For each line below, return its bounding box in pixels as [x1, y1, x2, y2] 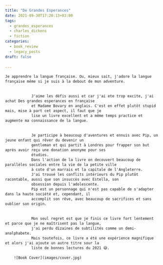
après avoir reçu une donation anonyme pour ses [5, 147, 106, 153]
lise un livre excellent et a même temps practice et [31, 113, 143, 119]
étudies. [31, 152, 49, 158]
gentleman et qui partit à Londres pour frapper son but [31, 143, 150, 148]
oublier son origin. [5, 201, 47, 207]
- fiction [9, 34, 29, 39]
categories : [5, 39, 29, 44]
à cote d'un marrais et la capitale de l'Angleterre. [31, 167, 143, 172]
